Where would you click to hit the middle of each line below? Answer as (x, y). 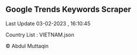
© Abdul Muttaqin (27, 46)
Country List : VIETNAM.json (40, 35)
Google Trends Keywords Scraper (68, 10)
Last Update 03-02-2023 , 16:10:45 (48, 23)
